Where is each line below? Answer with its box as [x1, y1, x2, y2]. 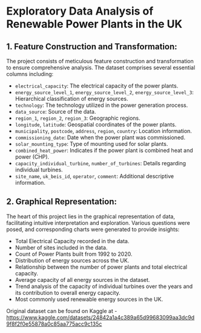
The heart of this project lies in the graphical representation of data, [6, 213, 176, 220]
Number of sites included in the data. [15, 244, 108, 251]
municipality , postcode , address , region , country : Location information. [15, 128, 193, 134]
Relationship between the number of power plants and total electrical [15, 263, 188, 270]
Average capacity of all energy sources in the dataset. [15, 276, 150, 283]
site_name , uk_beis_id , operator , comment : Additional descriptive [15, 173, 174, 180]
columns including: [6, 70, 54, 77]
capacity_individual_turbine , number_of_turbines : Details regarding [15, 160, 186, 166]
